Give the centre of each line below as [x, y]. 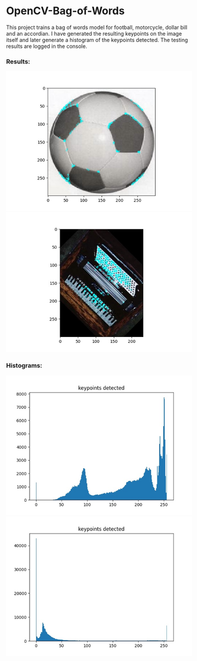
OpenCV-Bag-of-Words [65, 11]
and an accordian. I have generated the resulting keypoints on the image [94, 33]
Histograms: [24, 365]
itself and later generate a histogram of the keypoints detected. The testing [97, 40]
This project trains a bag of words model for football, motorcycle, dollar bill [97, 27]
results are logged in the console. [47, 46]
